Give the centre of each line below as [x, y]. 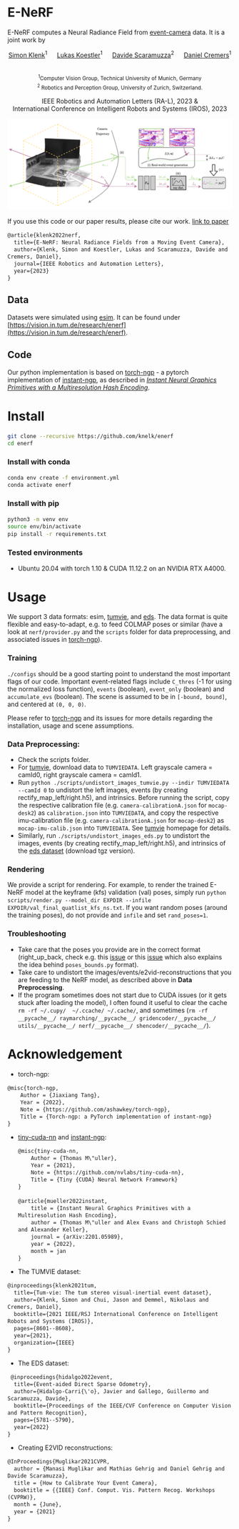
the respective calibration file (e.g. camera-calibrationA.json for [112, 806]
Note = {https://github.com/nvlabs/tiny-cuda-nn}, [108, 1172]
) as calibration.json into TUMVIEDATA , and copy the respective [126, 813]
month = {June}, [38, 1504]
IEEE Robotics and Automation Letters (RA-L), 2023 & [120, 102]
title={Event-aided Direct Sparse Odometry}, [83, 1384]
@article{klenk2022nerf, [44, 235]
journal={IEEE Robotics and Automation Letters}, [89, 264]
